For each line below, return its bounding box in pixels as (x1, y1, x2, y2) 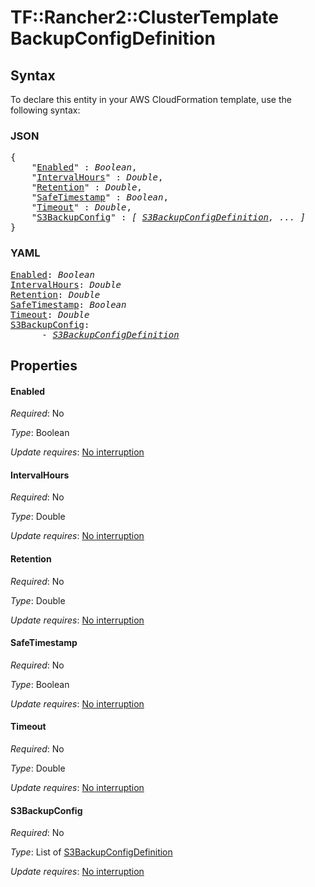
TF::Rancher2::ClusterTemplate (10, 6, 279, 29)
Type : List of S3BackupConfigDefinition (10, 846, 173, 858)
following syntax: (10, 104, 81, 116)
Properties (10, 357, 78, 374)
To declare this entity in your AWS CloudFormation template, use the (10, 94, 292, 105)
